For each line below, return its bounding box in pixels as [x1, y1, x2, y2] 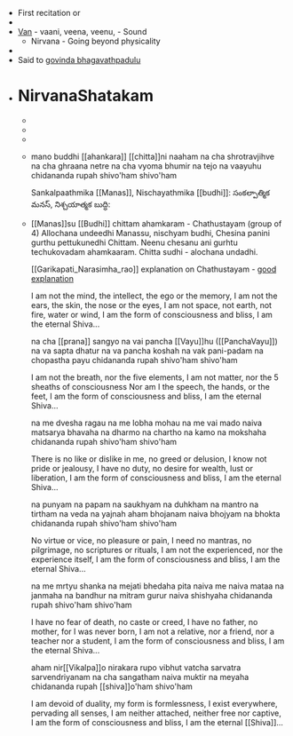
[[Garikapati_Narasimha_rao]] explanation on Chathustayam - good [30, 264, 277, 274]
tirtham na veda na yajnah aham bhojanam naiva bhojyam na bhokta [30, 508, 281, 518]
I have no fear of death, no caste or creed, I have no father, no [30, 616, 258, 627]
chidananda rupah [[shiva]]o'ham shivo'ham [30, 681, 194, 692]
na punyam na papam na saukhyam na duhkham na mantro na [30, 499, 259, 510]
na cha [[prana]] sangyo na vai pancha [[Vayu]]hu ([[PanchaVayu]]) [30, 336, 278, 346]
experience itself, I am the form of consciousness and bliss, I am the [30, 554, 281, 565]
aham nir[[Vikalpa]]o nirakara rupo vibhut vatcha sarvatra [30, 661, 242, 673]
